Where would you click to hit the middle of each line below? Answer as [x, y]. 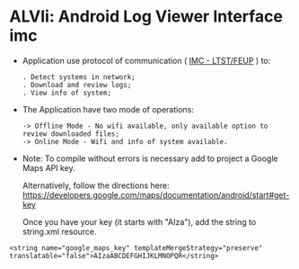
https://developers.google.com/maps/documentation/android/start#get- [156, 194]
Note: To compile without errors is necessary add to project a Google [150, 158]
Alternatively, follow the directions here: [96, 185]
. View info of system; [67, 93]
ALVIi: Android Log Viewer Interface [146, 17]
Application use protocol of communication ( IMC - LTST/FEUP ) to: [146, 60]
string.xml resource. [59, 231]
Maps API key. [49, 167]
